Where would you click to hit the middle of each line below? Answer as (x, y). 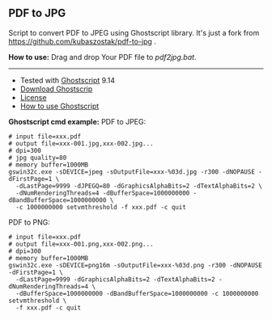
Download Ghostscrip (56, 89)
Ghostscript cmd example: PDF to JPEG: (77, 121)
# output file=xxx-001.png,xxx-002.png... (81, 244)
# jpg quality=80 (38, 158)
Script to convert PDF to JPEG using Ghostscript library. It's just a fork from (134, 32)
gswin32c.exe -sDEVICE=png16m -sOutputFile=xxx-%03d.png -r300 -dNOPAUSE (136, 265)
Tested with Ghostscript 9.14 (68, 80)
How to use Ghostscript (59, 106)
